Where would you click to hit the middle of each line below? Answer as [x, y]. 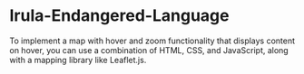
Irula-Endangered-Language [119, 16]
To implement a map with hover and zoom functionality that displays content [152, 41]
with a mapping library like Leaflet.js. [78, 60]
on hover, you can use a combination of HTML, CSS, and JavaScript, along [149, 50]
